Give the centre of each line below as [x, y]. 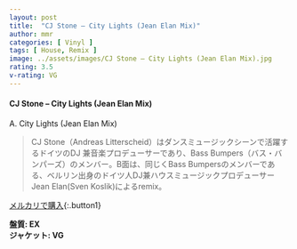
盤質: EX [24, 224]
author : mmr [31, 34]
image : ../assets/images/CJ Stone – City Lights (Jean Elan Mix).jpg [141, 59]
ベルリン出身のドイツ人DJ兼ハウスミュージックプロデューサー [161, 175]
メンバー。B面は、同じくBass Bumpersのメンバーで [173, 164]
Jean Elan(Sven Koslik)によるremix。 [99, 186]
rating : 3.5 [31, 68]
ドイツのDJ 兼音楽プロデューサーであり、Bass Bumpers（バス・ [157, 153]
